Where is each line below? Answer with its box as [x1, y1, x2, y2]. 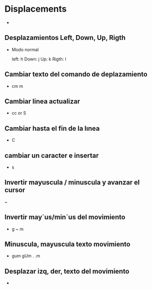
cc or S [11, 110, 26, 116]
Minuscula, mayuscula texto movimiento [4, 240, 131, 249]
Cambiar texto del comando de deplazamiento [4, 70, 148, 78]
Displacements [4, 3, 67, 15]
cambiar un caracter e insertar [4, 151, 99, 159]
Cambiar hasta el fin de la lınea [4, 124, 100, 133]
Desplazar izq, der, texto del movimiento [4, 267, 130, 275]
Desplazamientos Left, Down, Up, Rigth [4, 34, 126, 42]
